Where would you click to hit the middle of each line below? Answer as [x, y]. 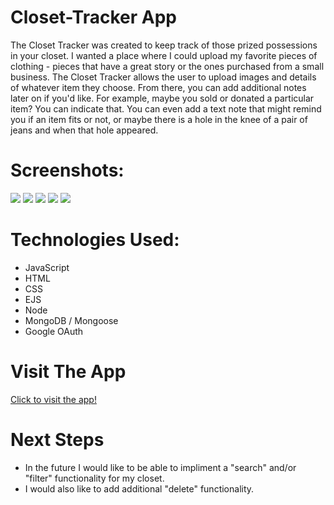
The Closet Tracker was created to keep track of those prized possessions [164, 45]
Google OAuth [54, 331]
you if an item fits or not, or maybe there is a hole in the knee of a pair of [159, 119]
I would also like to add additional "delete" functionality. [139, 488]
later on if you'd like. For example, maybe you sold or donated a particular [162, 98]
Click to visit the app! [53, 399]
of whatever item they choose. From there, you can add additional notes [158, 87]
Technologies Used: [95, 240]
